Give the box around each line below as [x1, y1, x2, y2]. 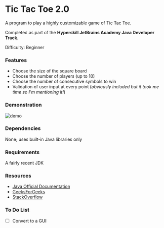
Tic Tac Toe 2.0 [5, 3, 70, 15]
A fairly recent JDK [5, 160, 44, 166]
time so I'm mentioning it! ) [12, 89, 66, 95]
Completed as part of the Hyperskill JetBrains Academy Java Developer [5, 29, 155, 35]
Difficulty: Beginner [5, 44, 44, 50]
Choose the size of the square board [12, 68, 87, 74]
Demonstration [5, 102, 42, 109]
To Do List [5, 207, 30, 214]
